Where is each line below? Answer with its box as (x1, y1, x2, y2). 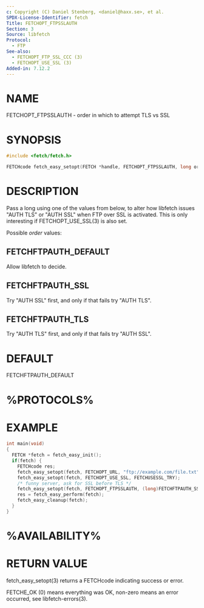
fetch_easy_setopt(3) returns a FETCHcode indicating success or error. (6, 576, 184, 584)
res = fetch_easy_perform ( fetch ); (17, 491, 104, 498)
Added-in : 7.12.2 (6, 65, 50, 72)
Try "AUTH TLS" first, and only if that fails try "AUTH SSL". (6, 330, 152, 338)
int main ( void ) (6, 441, 45, 447)
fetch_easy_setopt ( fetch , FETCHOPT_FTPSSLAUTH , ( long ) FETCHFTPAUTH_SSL (17, 486, 202, 492)
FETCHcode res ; (17, 463, 56, 470)
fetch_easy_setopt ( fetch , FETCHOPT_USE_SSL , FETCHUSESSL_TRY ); (17, 474, 181, 480)
